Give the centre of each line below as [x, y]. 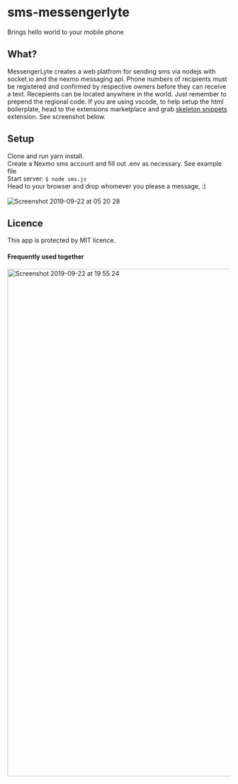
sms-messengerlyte [68, 12]
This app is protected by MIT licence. [62, 240]
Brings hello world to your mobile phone [66, 32]
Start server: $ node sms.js [47, 179]
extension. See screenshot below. [57, 116]
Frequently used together [46, 257]
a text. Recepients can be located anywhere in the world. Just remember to [117, 94]
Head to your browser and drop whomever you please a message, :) [107, 186]
